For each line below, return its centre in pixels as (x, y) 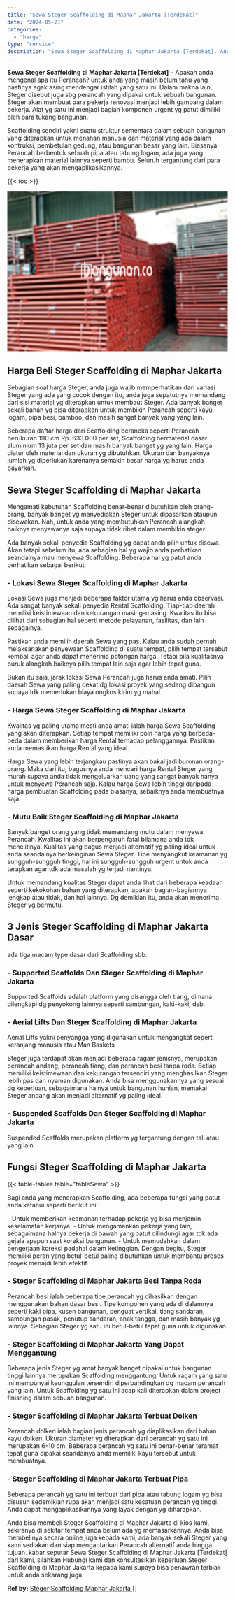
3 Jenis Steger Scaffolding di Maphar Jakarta (108, 927)
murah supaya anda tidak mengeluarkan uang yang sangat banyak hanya (113, 776)
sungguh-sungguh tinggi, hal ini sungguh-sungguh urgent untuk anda (108, 862)
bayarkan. (22, 468)
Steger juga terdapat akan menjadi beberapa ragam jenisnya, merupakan (112, 1059)
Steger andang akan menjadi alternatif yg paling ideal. (85, 1096)
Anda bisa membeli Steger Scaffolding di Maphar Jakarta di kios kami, (108, 1522)
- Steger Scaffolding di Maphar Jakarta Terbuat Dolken (102, 1416)
